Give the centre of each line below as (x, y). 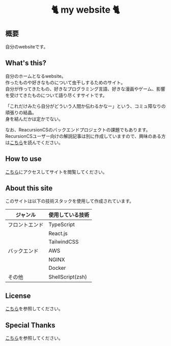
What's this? (26, 63)
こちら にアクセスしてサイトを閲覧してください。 (56, 172)
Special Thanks (30, 325)
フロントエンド (26, 225)
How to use (23, 159)
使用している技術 (69, 215)
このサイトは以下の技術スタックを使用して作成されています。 (69, 201)
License (18, 296)
